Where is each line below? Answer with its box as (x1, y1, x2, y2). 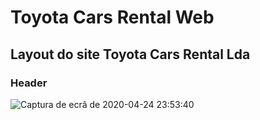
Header (10, 76, 48, 90)
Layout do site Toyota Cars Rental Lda (10, 46, 251, 63)
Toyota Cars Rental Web (10, 6, 215, 29)
